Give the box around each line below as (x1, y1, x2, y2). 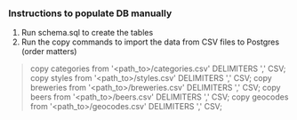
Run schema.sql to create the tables (20, 28, 154, 38)
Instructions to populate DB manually (8, 7, 173, 20)
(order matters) (20, 46, 77, 57)
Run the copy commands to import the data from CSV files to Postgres (20, 36, 280, 47)
